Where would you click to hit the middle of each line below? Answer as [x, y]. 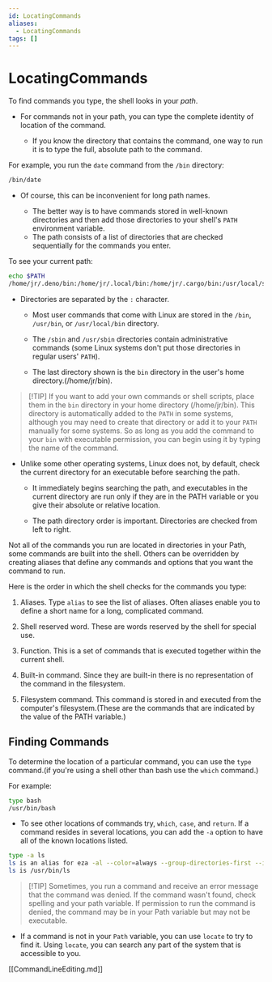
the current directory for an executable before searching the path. [130, 472]
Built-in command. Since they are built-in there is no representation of [136, 675]
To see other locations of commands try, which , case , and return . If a [134, 823]
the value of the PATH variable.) [73, 716]
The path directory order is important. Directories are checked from [144, 521]
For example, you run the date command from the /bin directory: [116, 165]
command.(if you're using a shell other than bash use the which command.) [134, 770]
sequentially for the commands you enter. [102, 246]
